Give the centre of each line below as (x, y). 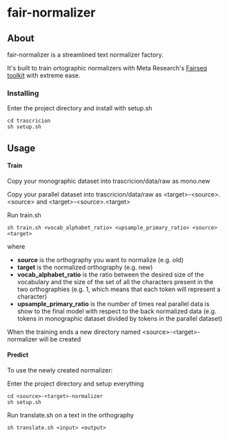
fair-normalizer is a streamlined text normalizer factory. (86, 54)
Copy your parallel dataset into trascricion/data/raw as (84, 194)
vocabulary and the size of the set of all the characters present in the (115, 281)
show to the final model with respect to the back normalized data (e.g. (117, 311)
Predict (18, 355)
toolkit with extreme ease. (44, 75)
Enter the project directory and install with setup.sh (80, 108)
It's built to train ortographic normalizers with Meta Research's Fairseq (107, 68)
